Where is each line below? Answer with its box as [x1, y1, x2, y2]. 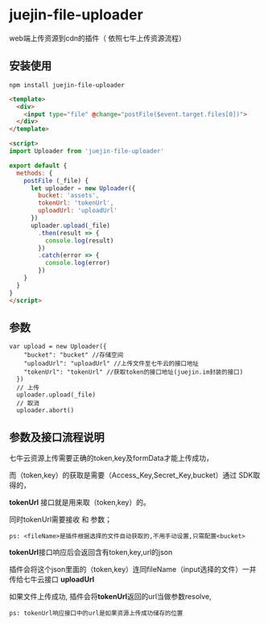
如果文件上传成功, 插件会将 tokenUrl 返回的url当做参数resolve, [9, 592, 212, 602]
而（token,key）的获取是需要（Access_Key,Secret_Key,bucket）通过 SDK [9, 470, 254, 480]
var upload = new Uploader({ [9, 342, 107, 351]
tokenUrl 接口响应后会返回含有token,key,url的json [9, 548, 173, 557]
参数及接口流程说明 [9, 430, 105, 444]
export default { [9, 161, 68, 170]
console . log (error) [44, 259, 111, 267]
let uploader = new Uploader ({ [30, 184, 136, 192]
